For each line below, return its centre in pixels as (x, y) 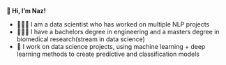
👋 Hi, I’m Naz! (26, 11)
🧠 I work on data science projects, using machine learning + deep (111, 46)
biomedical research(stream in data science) (81, 39)
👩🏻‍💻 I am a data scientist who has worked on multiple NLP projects (113, 24)
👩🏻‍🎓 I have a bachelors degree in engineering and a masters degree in (118, 32)
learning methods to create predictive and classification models (108, 54)
